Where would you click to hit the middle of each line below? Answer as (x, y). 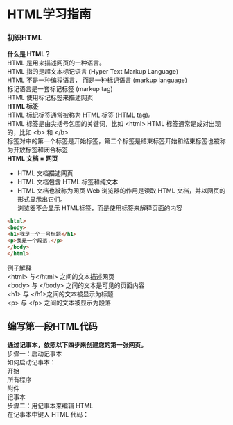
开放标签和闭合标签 (40, 150)
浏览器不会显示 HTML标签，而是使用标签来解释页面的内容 (100, 208)
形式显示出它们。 (42, 200)
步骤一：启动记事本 (35, 353)
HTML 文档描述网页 (45, 173)
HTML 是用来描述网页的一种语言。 (56, 63)
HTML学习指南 (49, 14)
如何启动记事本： (32, 362)
